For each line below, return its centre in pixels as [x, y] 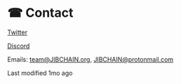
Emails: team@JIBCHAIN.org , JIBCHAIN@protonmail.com [90, 59]
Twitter [18, 32]
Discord [19, 45]
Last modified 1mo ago [40, 73]
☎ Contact [40, 13]
